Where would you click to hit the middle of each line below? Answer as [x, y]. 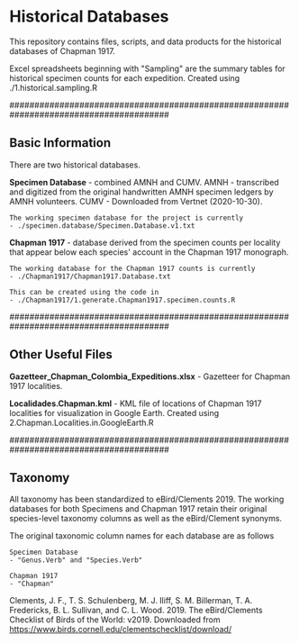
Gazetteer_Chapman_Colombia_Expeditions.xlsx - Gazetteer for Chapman [150, 376]
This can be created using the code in [84, 292]
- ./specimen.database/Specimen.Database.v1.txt [102, 226]
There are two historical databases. [75, 165]
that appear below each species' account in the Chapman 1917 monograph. [149, 252]
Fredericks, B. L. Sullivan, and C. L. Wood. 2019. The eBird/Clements [136, 611]
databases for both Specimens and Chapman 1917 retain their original [138, 509]
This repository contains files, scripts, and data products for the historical [145, 41]
